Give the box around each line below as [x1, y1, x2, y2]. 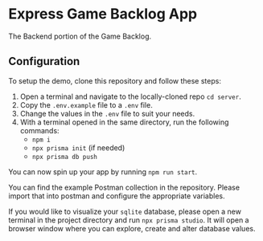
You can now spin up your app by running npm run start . [8, 166, 198, 177]
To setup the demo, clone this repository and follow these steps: [8, 76, 221, 85]
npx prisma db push [31, 153, 98, 161]
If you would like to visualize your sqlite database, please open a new [8, 206, 241, 216]
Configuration [8, 55, 80, 68]
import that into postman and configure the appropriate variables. [8, 190, 225, 201]
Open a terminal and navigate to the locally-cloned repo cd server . [19, 92, 241, 101]
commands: [19, 125, 60, 135]
